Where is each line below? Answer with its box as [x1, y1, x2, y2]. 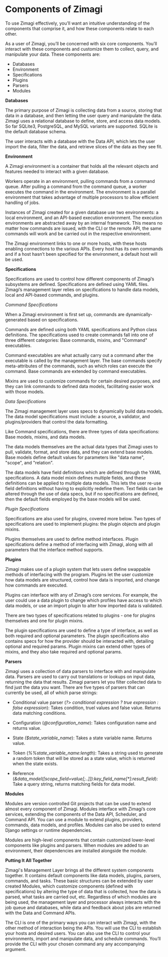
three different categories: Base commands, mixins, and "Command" [5, 337, 147, 343]
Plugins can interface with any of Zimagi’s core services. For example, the [5, 592, 158, 598]
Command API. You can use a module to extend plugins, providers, [5, 816, 144, 822]
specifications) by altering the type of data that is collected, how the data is [5, 888, 161, 894]
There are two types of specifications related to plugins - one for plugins [5, 612, 155, 618]
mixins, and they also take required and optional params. [5, 648, 122, 654]
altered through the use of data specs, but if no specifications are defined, [5, 491, 159, 497]
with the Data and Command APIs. [5, 910, 76, 916]
